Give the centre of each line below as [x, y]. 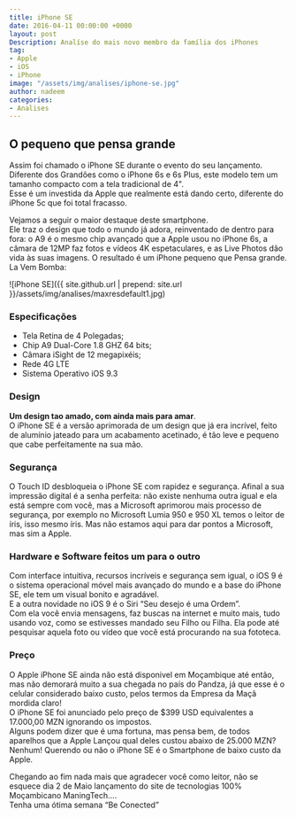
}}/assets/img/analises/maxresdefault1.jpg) [87, 294]
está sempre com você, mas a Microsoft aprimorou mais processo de [136, 505]
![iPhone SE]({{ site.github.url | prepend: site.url [96, 284]
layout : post [33, 34]
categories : [31, 100]
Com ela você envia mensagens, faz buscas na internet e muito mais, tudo [145, 613]
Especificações [43, 316]
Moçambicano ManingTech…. [63, 795]
